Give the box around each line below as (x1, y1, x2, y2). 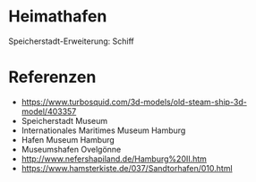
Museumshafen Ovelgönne (21, 144, 122, 154)
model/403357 (21, 105, 77, 117)
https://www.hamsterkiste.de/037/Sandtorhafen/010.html (21, 162, 234, 173)
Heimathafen (8, 6, 107, 27)
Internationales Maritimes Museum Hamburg (21, 125, 186, 136)
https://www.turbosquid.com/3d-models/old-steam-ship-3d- (21, 96, 247, 107)
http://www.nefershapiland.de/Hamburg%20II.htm (21, 153, 208, 164)
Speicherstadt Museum (21, 115, 108, 126)
